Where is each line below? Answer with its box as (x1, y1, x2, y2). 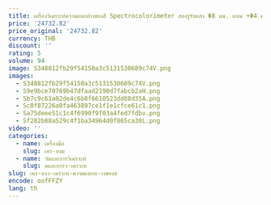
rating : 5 (8, 49, 42, 57)
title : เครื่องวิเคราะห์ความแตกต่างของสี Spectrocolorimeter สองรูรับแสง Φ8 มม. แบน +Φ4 (8, 11, 258, 20)
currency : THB (8, 34, 56, 43)
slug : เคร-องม (23, 147, 65, 155)
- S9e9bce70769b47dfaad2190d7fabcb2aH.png (15, 86, 161, 95)
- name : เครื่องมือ (15, 139, 65, 148)
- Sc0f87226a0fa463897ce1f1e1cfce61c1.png (15, 102, 161, 110)
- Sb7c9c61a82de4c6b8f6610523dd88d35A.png (15, 94, 161, 102)
